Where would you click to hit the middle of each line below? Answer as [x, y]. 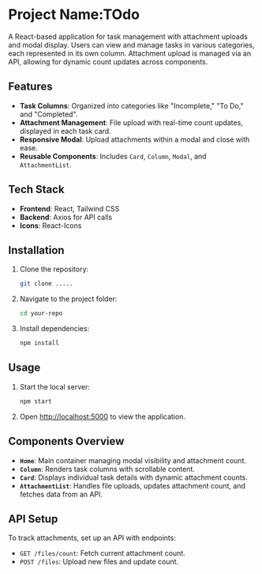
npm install [39, 343]
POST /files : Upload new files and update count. [99, 562]
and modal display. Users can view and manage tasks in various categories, [131, 44]
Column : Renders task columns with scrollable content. [107, 469]
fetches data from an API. [61, 494]
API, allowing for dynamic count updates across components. [108, 62]
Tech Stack [36, 190]
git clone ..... [46, 284]
